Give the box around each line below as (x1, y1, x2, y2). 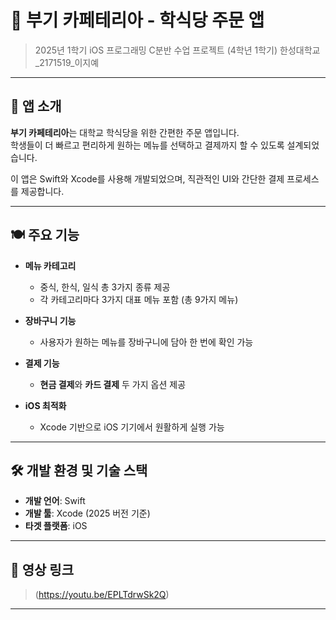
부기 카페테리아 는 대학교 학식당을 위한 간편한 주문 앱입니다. (10, 126, 240, 138)
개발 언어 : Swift (24, 495, 86, 507)
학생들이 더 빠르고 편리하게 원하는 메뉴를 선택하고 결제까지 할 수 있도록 (10, 139, 285, 151)
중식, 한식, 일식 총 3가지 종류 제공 (39, 281, 171, 293)
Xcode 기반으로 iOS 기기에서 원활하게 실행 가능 (39, 421, 225, 433)
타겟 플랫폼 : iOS (24, 520, 88, 532)
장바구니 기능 (24, 314, 77, 326)
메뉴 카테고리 (24, 259, 77, 271)
